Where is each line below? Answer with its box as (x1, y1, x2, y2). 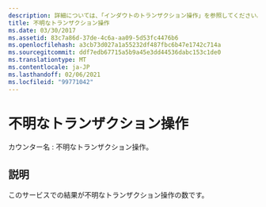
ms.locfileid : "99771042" (8, 78, 93, 86)
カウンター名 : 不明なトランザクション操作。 (8, 142, 153, 151)
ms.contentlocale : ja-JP (8, 63, 90, 71)
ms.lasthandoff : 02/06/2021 (8, 71, 101, 79)
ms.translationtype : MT (8, 56, 87, 64)
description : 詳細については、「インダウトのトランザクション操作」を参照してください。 (8, 11, 263, 20)
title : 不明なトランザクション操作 (8, 19, 110, 27)
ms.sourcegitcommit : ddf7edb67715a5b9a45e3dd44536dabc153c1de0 (8, 48, 222, 56)
